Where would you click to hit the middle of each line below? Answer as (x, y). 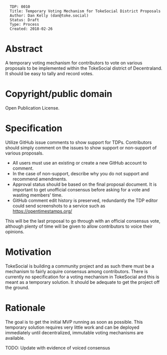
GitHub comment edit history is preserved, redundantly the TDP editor (85, 200)
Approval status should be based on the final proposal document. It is (85, 184)
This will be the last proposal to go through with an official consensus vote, (83, 221)
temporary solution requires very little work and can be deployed (72, 327)
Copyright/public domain (59, 94)
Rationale (25, 308)
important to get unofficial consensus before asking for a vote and (81, 189)
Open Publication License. (32, 108)
